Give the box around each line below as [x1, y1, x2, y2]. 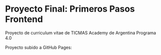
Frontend [5, 14, 43, 25]
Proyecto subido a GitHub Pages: [5, 44, 72, 50]
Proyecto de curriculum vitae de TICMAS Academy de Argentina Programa [5, 30, 156, 36]
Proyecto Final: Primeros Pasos [5, 3, 135, 15]
